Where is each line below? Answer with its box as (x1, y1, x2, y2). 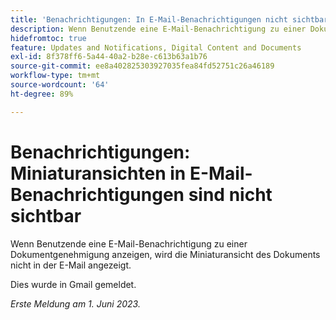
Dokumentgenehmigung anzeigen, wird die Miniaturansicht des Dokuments (10, 248, 321, 260)
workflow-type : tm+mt (10, 71, 101, 81)
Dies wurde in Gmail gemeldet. (10, 278, 137, 290)
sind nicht (188, 183, 273, 206)
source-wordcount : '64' (10, 80, 110, 90)
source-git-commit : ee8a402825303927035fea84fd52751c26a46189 (10, 61, 275, 71)
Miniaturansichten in (10, 162, 187, 185)
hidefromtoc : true (10, 33, 87, 43)
